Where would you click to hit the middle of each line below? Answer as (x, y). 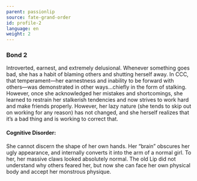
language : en (23, 28)
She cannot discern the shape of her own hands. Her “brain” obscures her (98, 146)
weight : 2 (19, 34)
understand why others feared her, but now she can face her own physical (98, 165)
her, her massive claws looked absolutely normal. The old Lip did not (91, 159)
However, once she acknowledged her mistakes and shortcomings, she (95, 93)
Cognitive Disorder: (31, 133)
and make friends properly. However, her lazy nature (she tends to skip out (99, 106)
